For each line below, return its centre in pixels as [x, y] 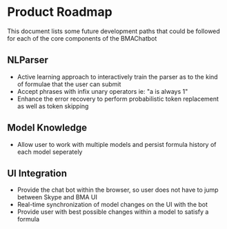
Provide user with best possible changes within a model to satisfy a [113, 212]
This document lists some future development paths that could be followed [114, 31]
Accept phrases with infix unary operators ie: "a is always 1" [102, 91]
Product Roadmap [60, 12]
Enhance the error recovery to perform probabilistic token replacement [118, 99]
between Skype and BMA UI [57, 197]
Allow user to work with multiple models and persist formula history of [117, 144]
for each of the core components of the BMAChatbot [82, 38]
